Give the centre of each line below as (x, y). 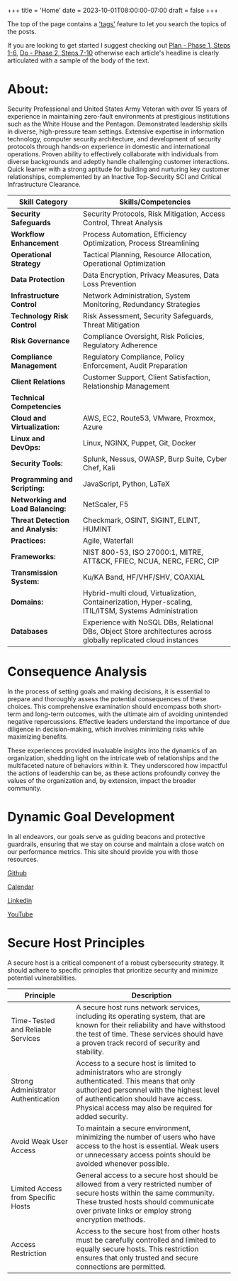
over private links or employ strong (134, 1211)
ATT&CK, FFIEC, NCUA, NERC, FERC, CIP (151, 561)
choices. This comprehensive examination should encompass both (105, 706)
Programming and (42, 479)
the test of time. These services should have (150, 1034)
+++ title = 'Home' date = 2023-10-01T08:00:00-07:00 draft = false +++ (113, 10)
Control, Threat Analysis (123, 222)
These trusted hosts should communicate (145, 1201)
